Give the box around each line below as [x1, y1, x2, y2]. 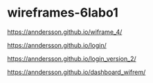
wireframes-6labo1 [7, 5, 119, 21]
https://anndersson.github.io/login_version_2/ [7, 54, 136, 63]
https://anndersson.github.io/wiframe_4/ [7, 28, 123, 36]
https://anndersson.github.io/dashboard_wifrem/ [7, 68, 146, 76]
